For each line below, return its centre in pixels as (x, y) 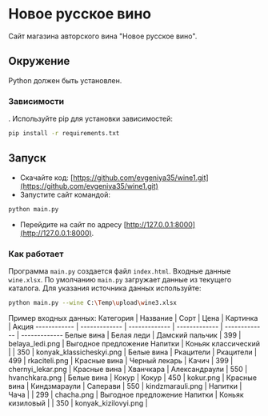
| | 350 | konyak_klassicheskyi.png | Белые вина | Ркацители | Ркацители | (133, 352)
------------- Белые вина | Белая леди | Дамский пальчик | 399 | (131, 335)
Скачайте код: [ (46, 178)
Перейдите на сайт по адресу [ (73, 224)
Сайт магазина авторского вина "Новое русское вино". (103, 36)
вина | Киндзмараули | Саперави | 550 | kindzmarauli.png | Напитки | (125, 386)
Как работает (36, 254)
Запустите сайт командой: (65, 194)
